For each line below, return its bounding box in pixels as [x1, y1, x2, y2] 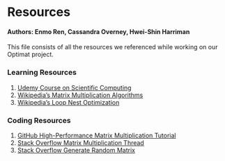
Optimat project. [7, 50, 54, 59]
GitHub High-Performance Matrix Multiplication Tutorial [17, 131, 176, 139]
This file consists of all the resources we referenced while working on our [7, 43, 218, 51]
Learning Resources [7, 67, 77, 77]
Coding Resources [7, 115, 71, 125]
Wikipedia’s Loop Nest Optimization [17, 98, 120, 106]
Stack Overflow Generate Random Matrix [17, 146, 136, 154]
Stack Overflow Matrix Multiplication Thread [17, 138, 144, 146]
